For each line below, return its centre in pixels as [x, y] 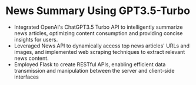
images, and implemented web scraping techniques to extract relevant [99, 52]
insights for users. [36, 39]
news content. [31, 58]
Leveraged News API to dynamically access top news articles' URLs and [102, 46]
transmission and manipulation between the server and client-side [94, 70]
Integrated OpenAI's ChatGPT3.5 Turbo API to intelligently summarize [98, 27]
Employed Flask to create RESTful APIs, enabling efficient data [90, 64]
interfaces [26, 77]
